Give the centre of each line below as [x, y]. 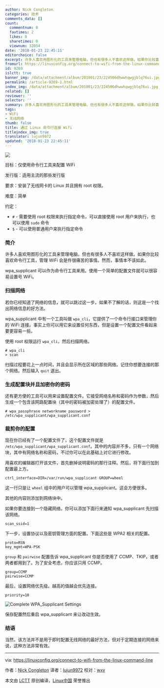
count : [12, 23]
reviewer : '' [18, 96]
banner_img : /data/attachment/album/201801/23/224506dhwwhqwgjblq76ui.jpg [83, 78]
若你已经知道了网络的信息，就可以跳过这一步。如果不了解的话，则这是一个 [80, 302]
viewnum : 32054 [25, 46]
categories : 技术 [22, 14]
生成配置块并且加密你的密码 [38, 384]
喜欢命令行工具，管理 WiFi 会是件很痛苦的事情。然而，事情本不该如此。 [77, 260]
